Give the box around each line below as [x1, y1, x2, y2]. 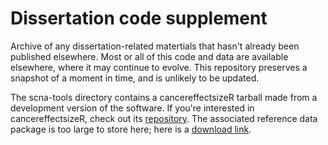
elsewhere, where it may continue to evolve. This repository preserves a [10, 61, 308, 73]
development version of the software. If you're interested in [10, 102, 255, 114]
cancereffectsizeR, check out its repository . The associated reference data [10, 112, 318, 124]
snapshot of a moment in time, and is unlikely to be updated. [10, 72, 260, 84]
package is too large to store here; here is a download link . [10, 123, 252, 135]
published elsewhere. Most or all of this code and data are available [10, 50, 289, 62]
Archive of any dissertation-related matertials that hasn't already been [10, 40, 300, 52]
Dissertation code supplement [10, 7, 268, 30]
